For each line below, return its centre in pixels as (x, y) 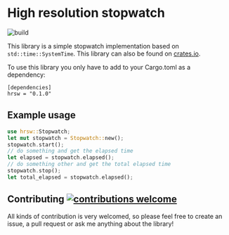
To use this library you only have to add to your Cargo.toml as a (99, 67)
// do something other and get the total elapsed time (89, 164)
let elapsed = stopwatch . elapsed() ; (61, 158)
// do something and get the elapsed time (70, 151)
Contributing (36, 199)
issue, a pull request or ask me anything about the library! (91, 224)
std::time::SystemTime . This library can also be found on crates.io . (104, 53)
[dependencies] (30, 87)
